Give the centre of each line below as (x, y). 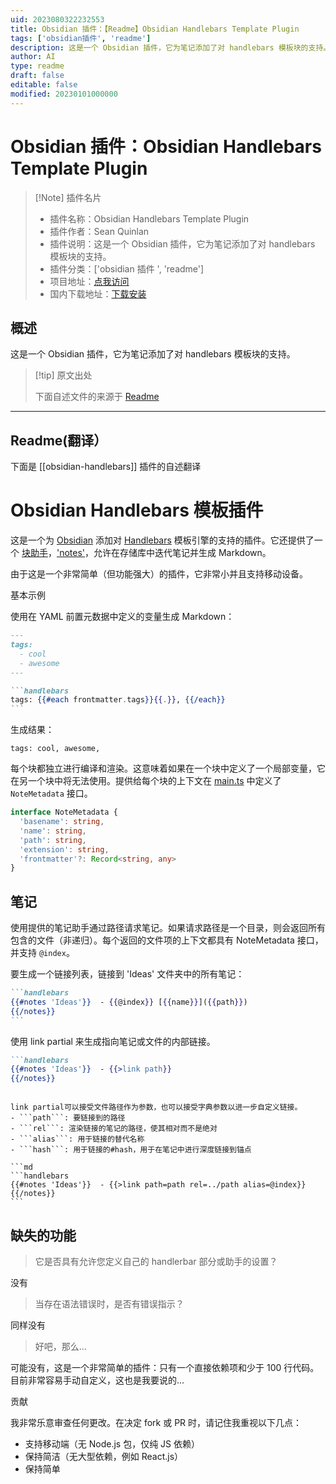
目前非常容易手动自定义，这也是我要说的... (97, 1380)
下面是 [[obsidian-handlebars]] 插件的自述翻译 (106, 467)
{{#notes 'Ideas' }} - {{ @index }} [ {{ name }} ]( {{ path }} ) (129, 1002)
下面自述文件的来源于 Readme (97, 397)
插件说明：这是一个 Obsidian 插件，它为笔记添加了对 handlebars (182, 243)
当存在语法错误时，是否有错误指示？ (109, 1304)
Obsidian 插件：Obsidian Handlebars (166, 146)
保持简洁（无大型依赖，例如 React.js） (104, 1456)
